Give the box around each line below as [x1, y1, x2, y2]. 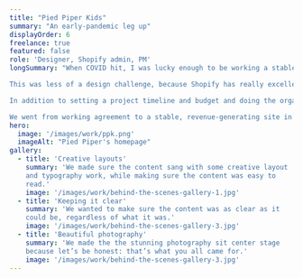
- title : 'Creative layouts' [17, 154, 127, 163]
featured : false [9, 47, 70, 56]
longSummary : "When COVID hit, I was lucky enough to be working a [9, 64, 269, 73]
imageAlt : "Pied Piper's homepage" [17, 137, 151, 147]
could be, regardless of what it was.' [25, 213, 176, 222]
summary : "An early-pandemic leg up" [9, 22, 151, 31]
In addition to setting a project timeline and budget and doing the [9, 96, 277, 105]
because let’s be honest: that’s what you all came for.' [25, 246, 248, 255]
